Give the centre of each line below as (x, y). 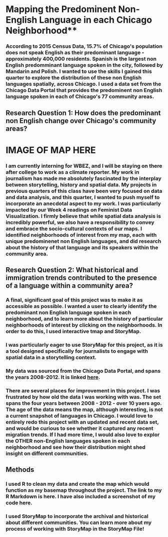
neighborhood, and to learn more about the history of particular (84, 318)
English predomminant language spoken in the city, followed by (84, 65)
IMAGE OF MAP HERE (51, 150)
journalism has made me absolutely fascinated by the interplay (83, 178)
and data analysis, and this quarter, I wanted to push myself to (83, 197)
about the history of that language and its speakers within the (82, 247)
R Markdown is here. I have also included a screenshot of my (81, 497)
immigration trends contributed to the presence (81, 278)
